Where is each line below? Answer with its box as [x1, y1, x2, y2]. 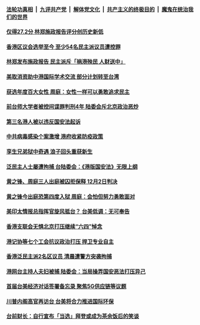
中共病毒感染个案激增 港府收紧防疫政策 [6, 133, 104, 140]
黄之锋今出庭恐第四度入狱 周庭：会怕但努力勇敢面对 [6, 192, 135, 200]
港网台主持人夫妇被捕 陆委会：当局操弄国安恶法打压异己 [6, 268, 146, 275]
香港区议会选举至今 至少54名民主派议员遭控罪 [6, 43, 121, 50]
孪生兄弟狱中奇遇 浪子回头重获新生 [6, 148, 93, 155]
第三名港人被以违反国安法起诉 [6, 118, 81, 125]
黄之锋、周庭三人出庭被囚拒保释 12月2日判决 [6, 178, 118, 185]
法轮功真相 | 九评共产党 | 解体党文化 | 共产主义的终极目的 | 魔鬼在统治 [6, 5, 188, 13]
